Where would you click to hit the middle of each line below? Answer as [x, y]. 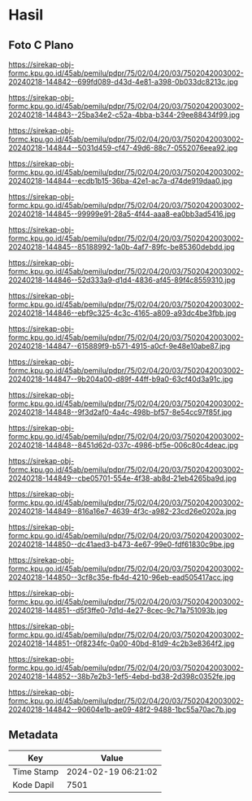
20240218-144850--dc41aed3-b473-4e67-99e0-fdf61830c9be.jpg [122, 544]
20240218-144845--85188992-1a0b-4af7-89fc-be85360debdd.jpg [122, 247]
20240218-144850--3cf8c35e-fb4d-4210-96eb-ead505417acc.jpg [121, 577]
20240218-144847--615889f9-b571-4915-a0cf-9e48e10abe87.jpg [119, 346]
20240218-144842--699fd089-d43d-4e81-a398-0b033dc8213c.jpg [123, 82]
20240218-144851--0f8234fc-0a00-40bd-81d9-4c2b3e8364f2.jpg [122, 643]
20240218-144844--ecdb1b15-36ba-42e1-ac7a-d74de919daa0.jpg [121, 181]
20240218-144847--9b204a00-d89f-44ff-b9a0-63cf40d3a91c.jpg [121, 379]
